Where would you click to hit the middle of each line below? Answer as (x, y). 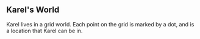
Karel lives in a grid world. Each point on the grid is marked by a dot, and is (100, 24)
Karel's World (33, 10)
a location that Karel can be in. (45, 31)
